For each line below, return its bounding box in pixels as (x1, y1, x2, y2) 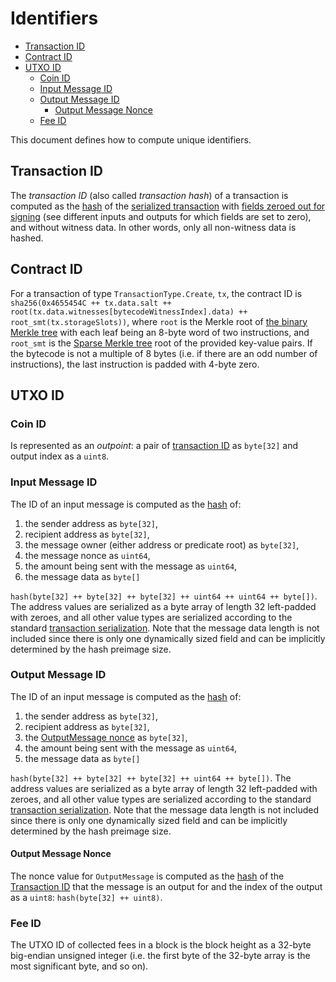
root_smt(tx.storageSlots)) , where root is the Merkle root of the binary (10, 315, 308, 327)
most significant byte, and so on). (10, 960, 149, 972)
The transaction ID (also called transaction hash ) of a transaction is (10, 189, 289, 201)
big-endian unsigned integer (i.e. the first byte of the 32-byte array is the (10, 950, 311, 962)
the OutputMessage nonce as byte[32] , (24, 731, 188, 743)
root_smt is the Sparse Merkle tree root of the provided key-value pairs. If (10, 337, 313, 349)
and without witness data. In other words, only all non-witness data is (10, 221, 297, 233)
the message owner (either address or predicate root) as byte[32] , (24, 538, 300, 551)
